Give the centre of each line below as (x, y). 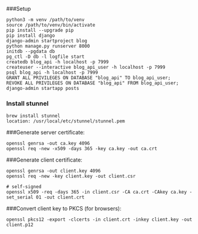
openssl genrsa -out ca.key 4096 (48, 144)
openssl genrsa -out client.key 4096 (54, 171)
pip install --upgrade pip (40, 30)
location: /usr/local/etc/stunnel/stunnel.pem (66, 121)
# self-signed (24, 187)
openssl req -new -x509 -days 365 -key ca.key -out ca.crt (82, 149)
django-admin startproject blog (47, 41)
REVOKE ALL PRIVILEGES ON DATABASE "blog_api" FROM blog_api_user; (93, 83)
